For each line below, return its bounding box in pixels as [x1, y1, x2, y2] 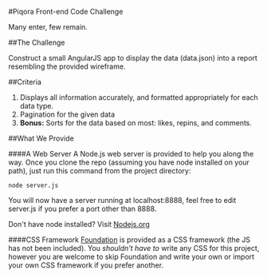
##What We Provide [8, 133, 74, 143]
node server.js [8, 181, 59, 189]
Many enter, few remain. [8, 22, 88, 31]
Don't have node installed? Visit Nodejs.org [8, 220, 150, 228]
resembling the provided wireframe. [8, 62, 126, 71]
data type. [19, 101, 54, 110]
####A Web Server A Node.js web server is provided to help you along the [8, 149, 254, 158]
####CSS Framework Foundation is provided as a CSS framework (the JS [8, 235, 251, 244]
